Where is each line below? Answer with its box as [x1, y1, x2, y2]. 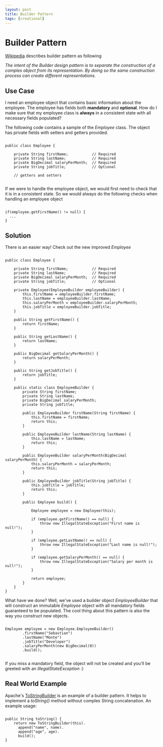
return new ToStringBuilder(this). [14, 721, 86, 726]
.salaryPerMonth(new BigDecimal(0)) [22, 643, 97, 648]
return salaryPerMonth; [22, 355, 70, 360]
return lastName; [22, 338, 57, 343]
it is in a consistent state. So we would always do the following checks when [5, 191, 158, 197]
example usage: [5, 703, 37, 709]
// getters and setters [14, 173, 62, 178]
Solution [5, 231, 31, 240]
